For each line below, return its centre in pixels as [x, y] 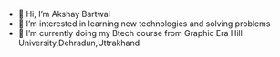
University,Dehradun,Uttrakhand [79, 43]
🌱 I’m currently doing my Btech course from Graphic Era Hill [130, 33]
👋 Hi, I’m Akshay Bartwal [64, 14]
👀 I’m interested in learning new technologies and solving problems [144, 24]
